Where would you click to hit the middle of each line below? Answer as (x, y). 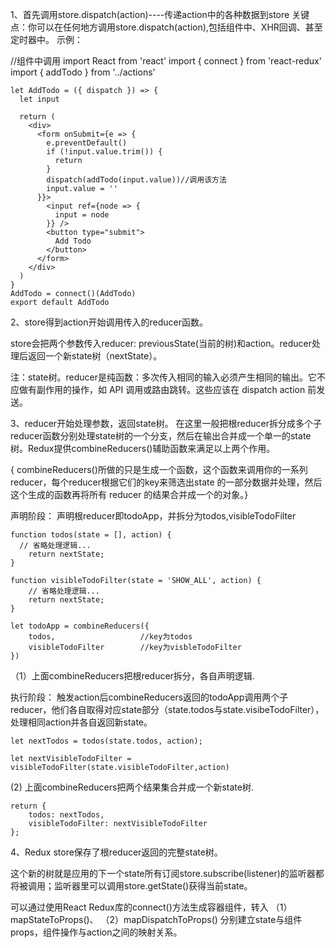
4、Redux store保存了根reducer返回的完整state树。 (116, 852)
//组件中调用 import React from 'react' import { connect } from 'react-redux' (166, 61)
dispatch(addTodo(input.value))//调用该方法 (136, 180)
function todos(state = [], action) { (91, 535)
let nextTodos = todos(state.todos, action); (106, 741)
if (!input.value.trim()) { (104, 152)
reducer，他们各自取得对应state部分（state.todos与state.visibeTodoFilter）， (167, 709)
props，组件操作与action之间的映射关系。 (96, 932)
